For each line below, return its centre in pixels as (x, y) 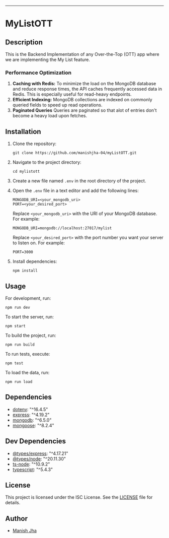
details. (13, 503)
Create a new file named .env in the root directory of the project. (79, 181)
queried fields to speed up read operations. (57, 105)
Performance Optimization (38, 73)
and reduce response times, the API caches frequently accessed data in (87, 89)
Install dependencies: (35, 261)
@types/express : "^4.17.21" (40, 453)
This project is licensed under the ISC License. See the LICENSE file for (79, 497)
